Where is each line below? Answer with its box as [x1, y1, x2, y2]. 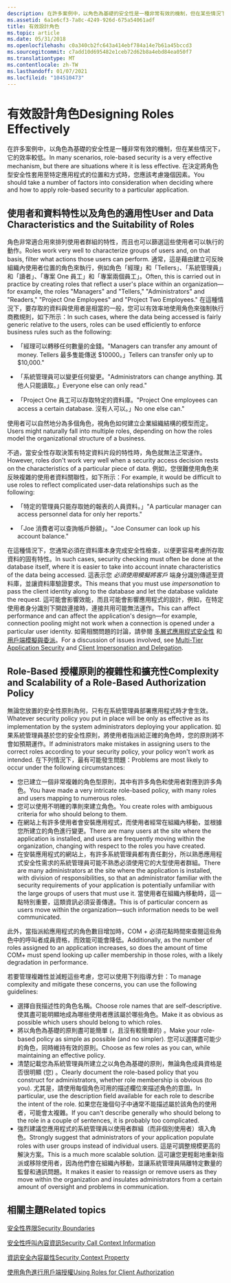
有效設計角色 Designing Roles [7, 106, 174, 121]
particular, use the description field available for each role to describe [16, 1091, 214, 1100]
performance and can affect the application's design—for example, [7, 612, 197, 620]
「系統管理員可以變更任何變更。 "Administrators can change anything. [16, 373, 215, 381]
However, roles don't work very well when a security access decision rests [7, 456, 219, 465]
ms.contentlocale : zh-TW [7, 61, 78, 68]
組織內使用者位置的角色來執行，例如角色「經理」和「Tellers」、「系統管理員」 [7, 263, 222, 272]
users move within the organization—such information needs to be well [16, 905, 219, 913]
